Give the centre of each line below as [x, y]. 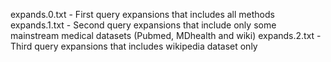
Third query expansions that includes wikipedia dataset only [134, 46]
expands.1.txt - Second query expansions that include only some [143, 25]
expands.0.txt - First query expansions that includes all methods [142, 14]
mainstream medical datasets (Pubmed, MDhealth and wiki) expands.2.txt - [166, 35]
